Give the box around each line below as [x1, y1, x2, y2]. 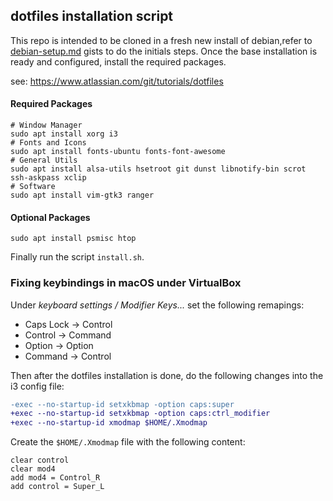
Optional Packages [10, 211, 91, 223]
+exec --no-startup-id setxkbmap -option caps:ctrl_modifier [10, 409, 271, 419]
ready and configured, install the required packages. [10, 55, 227, 68]
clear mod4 [10, 464, 56, 474]
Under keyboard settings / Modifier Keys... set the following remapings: [10, 299, 305, 311]
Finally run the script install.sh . [10, 251, 145, 263]
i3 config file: [10, 380, 65, 392]
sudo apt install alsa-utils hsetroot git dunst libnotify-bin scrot [10, 164, 307, 174]
